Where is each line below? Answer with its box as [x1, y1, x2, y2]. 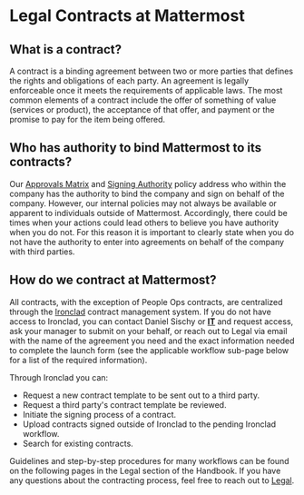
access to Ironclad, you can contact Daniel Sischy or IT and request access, [9, 315, 294, 327]
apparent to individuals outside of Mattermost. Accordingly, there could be [9, 207, 288, 218]
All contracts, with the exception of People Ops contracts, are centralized [9, 296, 283, 307]
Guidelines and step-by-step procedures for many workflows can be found [9, 455, 289, 466]
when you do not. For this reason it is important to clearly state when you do [9, 226, 295, 237]
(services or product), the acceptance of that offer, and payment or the [9, 104, 275, 114]
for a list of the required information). [9, 354, 148, 365]
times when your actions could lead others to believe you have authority [9, 217, 279, 228]
